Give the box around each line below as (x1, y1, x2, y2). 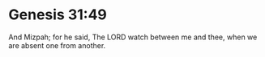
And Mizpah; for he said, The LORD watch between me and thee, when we (8, 32, 258, 42)
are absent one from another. (8, 40, 106, 50)
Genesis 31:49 (8, 6, 108, 24)
